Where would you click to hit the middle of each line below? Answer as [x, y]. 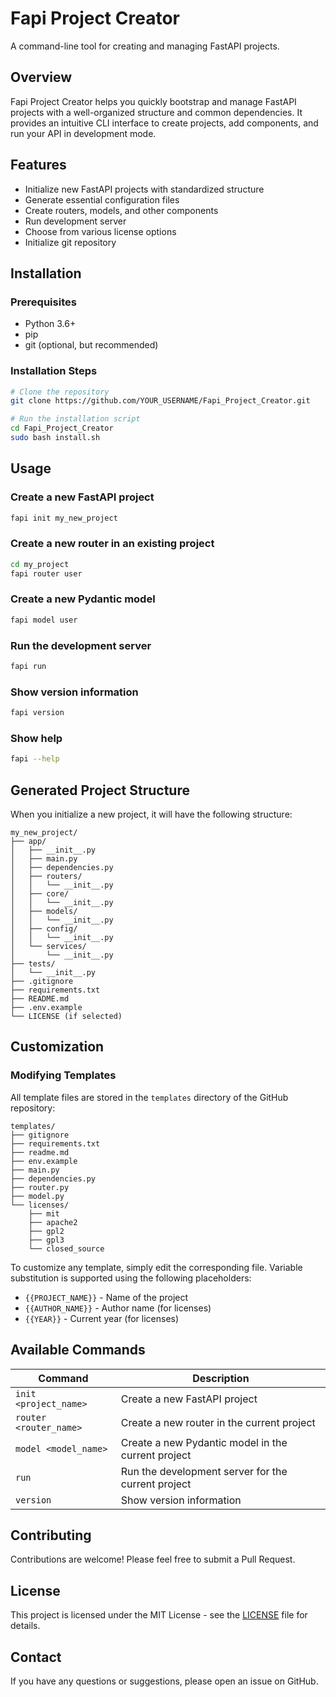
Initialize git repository [70, 242]
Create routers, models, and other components [121, 210]
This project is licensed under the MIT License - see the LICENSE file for [159, 1615]
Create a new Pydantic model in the [204, 1442]
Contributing [51, 1535]
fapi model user [44, 620]
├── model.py [37, 1196]
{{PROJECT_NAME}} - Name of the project [106, 1297]
